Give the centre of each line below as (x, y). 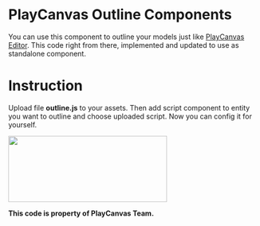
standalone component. (47, 53)
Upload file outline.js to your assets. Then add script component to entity (129, 107)
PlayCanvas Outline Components (120, 15)
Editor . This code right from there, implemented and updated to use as (124, 45)
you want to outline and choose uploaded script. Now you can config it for (130, 116)
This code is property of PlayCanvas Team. (81, 213)
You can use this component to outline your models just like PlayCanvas (126, 37)
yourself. (23, 124)
